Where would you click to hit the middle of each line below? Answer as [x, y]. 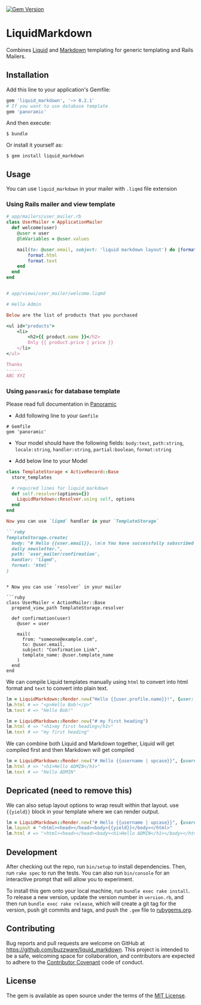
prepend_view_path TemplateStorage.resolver [68, 608]
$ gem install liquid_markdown [45, 156]
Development [32, 852]
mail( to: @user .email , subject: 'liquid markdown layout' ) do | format [107, 249]
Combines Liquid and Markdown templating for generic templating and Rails [100, 50]
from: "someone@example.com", [60, 639]
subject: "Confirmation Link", [61, 650]
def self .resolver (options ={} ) [51, 494]
